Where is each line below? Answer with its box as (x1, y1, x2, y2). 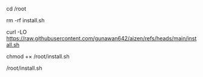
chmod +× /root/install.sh (6, 53, 70, 60)
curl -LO (6, 28, 27, 35)
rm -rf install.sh (6, 17, 45, 23)
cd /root (6, 5, 26, 12)
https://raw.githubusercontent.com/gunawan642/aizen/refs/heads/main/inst (6, 35, 197, 42)
